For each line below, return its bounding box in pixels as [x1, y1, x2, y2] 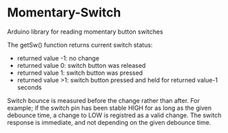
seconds [17, 83, 42, 91]
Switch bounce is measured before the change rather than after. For [7, 96, 200, 104]
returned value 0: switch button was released [17, 61, 146, 69]
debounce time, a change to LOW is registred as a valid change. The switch [7, 111, 222, 119]
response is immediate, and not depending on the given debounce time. [7, 118, 211, 126]
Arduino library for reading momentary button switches [7, 27, 163, 36]
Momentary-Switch [7, 5, 121, 21]
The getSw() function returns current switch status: [7, 40, 153, 49]
